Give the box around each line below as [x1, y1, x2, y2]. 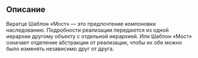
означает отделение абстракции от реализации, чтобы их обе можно [6, 39, 183, 46]
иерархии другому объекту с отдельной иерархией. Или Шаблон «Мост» [6, 32, 193, 40]
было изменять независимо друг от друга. [6, 45, 114, 52]
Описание [6, 5, 46, 15]
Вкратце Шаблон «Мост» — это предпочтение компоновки [6, 20, 156, 27]
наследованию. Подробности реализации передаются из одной [6, 26, 169, 33]
